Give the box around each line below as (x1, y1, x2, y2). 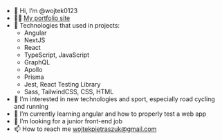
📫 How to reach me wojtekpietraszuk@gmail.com (13, 125, 157, 133)
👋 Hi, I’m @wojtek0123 (13, 7, 78, 15)
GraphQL (24, 58, 50, 66)
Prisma (24, 73, 44, 81)
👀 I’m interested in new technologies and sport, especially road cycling (13, 95, 216, 103)
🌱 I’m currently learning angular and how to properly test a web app (13, 110, 207, 118)
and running (13, 103, 48, 110)
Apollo (24, 66, 43, 73)
